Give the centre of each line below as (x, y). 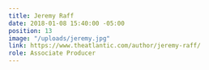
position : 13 (30, 31)
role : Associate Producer (52, 53)
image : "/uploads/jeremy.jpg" (60, 38)
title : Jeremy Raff (41, 16)
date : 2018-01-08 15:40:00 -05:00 (67, 23)
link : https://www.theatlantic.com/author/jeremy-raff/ (104, 46)
